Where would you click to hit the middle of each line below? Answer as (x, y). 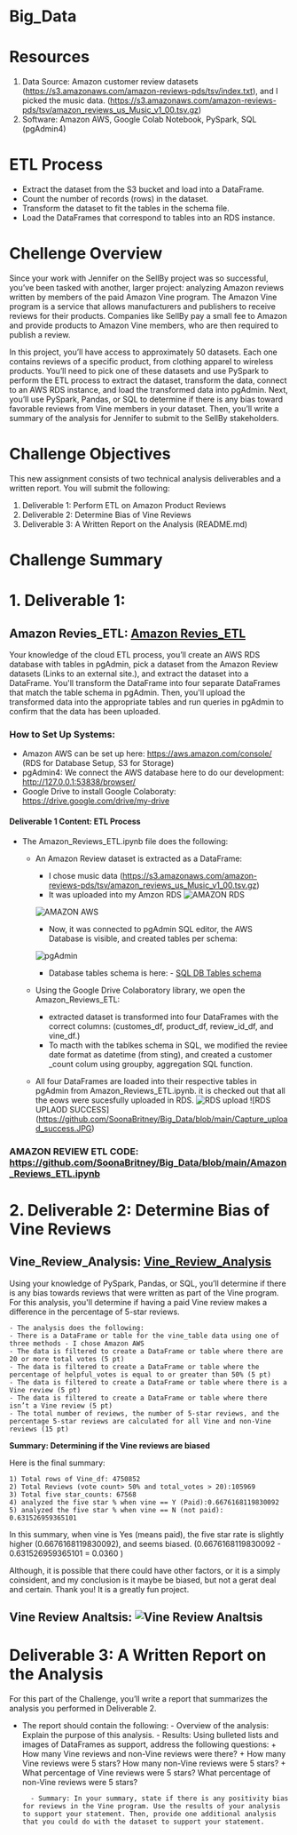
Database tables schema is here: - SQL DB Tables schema (155, 973)
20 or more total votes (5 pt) (67, 1359)
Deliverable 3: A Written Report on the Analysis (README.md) (135, 524)
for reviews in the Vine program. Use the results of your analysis (151, 1806)
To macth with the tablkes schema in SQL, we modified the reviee (168, 1045)
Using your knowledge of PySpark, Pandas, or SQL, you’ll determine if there (148, 1283)
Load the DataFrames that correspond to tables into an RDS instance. (148, 218)
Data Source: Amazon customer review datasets (110, 82)
